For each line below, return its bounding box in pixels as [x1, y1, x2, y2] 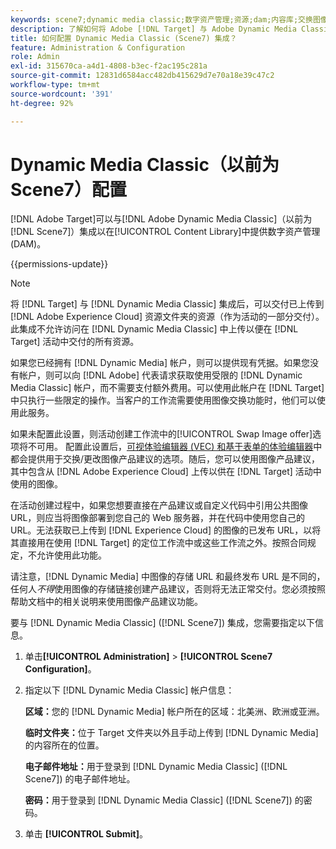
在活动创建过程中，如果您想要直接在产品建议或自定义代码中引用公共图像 [10, 499, 308, 511]
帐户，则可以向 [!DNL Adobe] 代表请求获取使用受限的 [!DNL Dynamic [18, 369, 303, 381]
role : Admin [10, 52, 60, 62]
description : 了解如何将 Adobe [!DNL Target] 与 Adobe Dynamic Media [10, 24, 297, 34]
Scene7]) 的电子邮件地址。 [24, 773, 136, 785]
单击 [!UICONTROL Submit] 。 [24, 828, 148, 840]
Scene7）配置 [10, 178, 127, 201]
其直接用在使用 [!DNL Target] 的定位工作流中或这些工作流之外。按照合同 [10, 537, 308, 549]
